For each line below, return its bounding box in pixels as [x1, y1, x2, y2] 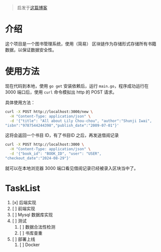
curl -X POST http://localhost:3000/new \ [5, 109, 93, 114]
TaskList [5, 183, 41, 194]
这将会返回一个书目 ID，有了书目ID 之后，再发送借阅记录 [5, 132, 119, 138]
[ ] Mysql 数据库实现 [12, 211, 53, 217]
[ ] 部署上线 [12, 236, 35, 242]
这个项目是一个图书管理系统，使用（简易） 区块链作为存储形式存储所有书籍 [5, 41, 157, 46]
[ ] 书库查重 [19, 230, 43, 236]
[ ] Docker [19, 242, 40, 248]
